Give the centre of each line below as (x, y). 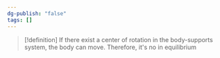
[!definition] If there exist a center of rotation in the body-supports (118, 39)
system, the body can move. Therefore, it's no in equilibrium (110, 47)
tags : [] (20, 20)
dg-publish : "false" (37, 13)
